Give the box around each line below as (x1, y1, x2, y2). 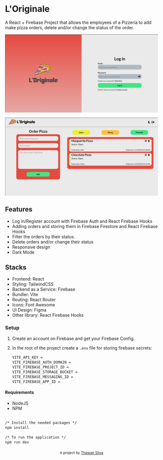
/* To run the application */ (5, 435, 66, 440)
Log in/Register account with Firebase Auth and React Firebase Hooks (12, 218, 153, 224)
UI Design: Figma (12, 307, 47, 313)
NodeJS (12, 400, 29, 406)
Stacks (5, 263, 27, 271)
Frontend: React (12, 276, 45, 282)
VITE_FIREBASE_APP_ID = (12, 379, 61, 384)
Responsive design (12, 244, 50, 250)
